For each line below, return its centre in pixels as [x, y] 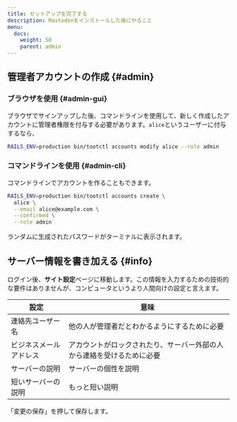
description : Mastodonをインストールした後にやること [80, 20]
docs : [22, 34]
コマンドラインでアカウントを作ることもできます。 [81, 182]
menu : [15, 27]
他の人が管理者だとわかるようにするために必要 [146, 327]
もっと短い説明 [93, 387]
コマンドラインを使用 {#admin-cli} [67, 166]
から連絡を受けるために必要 [114, 356]
